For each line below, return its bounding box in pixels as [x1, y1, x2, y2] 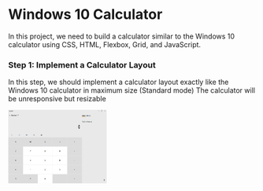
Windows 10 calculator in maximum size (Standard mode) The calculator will [8, 86, 256, 95]
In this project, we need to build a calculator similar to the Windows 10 [8, 31, 235, 41]
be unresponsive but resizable [8, 94, 106, 104]
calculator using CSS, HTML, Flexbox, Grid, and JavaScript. [8, 39, 202, 49]
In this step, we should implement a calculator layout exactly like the [8, 77, 229, 87]
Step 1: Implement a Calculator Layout [8, 59, 156, 70]
